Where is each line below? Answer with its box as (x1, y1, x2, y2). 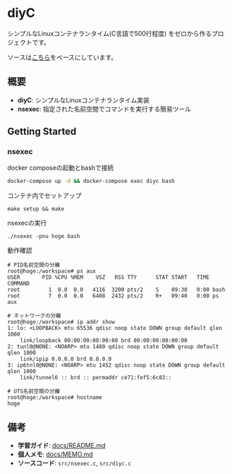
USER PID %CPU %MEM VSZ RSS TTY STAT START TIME (7, 274, 210, 281)
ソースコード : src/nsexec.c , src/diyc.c (17, 459, 132, 468)
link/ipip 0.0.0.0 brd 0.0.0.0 (20, 355, 112, 363)
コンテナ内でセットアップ (7, 191, 82, 200)
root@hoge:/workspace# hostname (7, 394, 102, 401)
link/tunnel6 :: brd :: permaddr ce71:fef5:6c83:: (20, 374, 172, 381)
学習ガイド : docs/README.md (17, 442, 106, 450)
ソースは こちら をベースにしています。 (7, 53, 118, 61)
